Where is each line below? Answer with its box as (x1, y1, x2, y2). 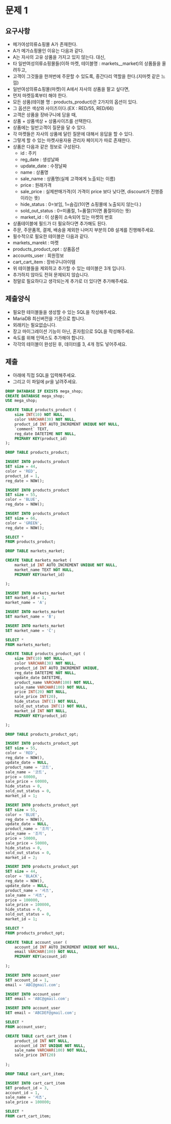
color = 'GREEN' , (5, 520, 42, 525)
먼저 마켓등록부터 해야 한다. (12, 93, 68, 98)
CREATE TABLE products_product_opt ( (5, 651, 86, 656)
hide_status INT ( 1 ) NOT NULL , (14, 699, 79, 704)
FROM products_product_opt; (5, 930, 65, 936)
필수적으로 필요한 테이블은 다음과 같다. (12, 234, 89, 239)
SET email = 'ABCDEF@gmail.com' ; (5, 1010, 77, 1015)
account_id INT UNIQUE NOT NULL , (14, 1043, 86, 1048)
